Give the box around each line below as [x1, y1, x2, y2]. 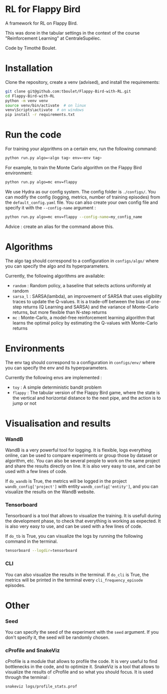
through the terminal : [5, 674, 50, 680]
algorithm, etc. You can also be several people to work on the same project [5, 458, 160, 464]
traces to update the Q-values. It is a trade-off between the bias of [12, 298, 150, 304]
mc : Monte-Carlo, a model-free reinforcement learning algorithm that [12, 314, 155, 320]
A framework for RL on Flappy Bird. [5, 20, 78, 26]
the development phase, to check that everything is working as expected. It [5, 518, 161, 524]
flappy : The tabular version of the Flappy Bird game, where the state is [12, 389, 160, 395]
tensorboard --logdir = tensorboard [5, 548, 78, 553]
